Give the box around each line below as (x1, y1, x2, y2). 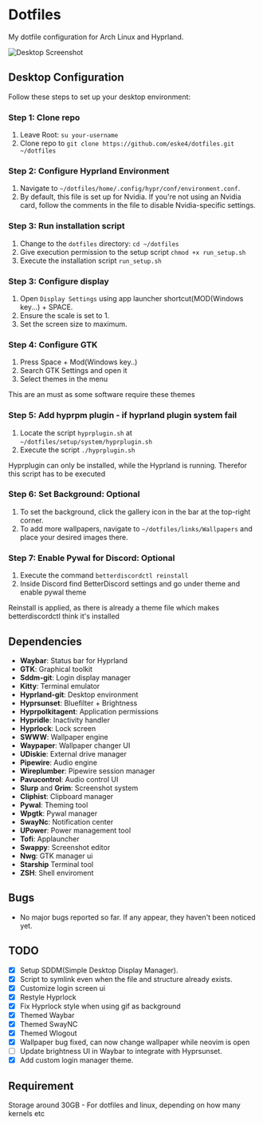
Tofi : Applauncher (19, 833, 80, 844)
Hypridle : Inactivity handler (19, 715, 110, 725)
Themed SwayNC (19, 1019, 78, 1028)
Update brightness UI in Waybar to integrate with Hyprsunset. (19, 1047, 223, 1056)
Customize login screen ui (19, 983, 106, 992)
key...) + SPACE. (19, 302, 73, 312)
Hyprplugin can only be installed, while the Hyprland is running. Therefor (8, 460, 247, 470)
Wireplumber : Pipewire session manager (19, 765, 155, 776)
